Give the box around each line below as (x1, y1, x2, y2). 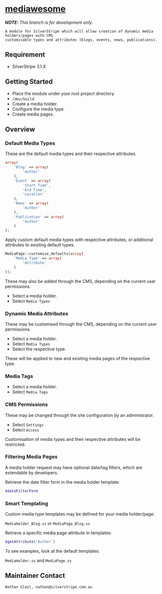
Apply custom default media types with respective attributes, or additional (5, 237, 153, 243)
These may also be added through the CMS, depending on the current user (5, 278, 156, 284)
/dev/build (12, 96, 35, 102)
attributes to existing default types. (5, 242, 75, 248)
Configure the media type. (12, 106, 65, 112)
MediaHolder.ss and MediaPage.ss (5, 558, 72, 563)
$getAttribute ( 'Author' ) (5, 539, 55, 544)
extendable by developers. (5, 470, 58, 475)
